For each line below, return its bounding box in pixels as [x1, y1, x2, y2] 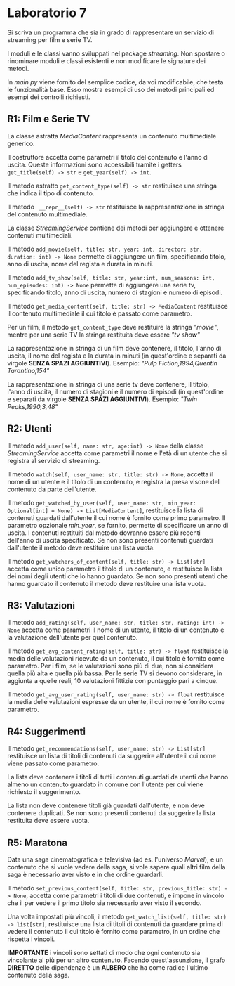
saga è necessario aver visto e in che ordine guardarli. [7, 870, 164, 878]
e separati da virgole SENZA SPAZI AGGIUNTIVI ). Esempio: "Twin [7, 395, 198, 403]
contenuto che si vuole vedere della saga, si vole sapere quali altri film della [7, 863, 226, 871]
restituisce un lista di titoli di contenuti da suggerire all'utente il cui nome [7, 752, 216, 760]
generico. [7, 139, 35, 148]
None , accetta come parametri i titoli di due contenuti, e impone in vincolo [13, 891, 224, 900]
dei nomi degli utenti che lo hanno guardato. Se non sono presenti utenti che [7, 571, 228, 580]
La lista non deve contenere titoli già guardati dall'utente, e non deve [7, 801, 205, 810]
